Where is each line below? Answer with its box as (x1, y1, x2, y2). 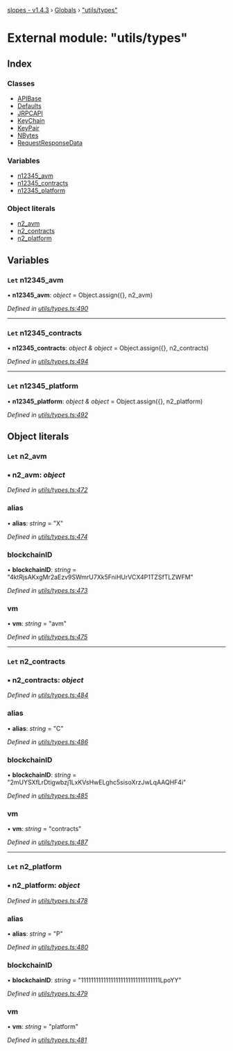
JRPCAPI (17, 109, 44, 117)
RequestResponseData (17, 138, 83, 146)
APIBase (17, 94, 42, 103)
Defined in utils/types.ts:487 (7, 838, 88, 846)
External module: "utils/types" (7, 31, 188, 46)
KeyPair (17, 124, 40, 132)
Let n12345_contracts (7, 328, 82, 338)
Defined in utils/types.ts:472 (7, 486, 88, 494)
